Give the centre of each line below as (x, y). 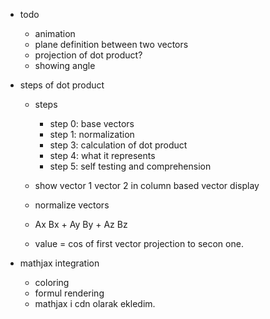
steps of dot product (62, 85)
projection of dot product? (88, 55)
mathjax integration (59, 263)
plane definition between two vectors (111, 44)
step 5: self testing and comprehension (130, 166)
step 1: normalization (92, 134)
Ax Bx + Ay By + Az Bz (81, 224)
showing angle (65, 65)
